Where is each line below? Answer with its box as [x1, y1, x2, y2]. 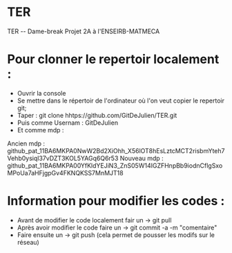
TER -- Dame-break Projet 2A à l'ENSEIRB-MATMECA [7, 27, 160, 35]
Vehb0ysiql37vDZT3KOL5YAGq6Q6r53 [7, 154, 119, 162]
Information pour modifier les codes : [7, 193, 225, 209]
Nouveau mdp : [119, 154, 164, 162]
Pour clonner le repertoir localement [7, 51, 220, 67]
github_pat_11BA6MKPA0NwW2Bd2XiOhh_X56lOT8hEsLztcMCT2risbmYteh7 [7, 146, 225, 155]
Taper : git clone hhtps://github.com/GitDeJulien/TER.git [17, 111, 177, 119]
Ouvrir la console [17, 89, 66, 97]
